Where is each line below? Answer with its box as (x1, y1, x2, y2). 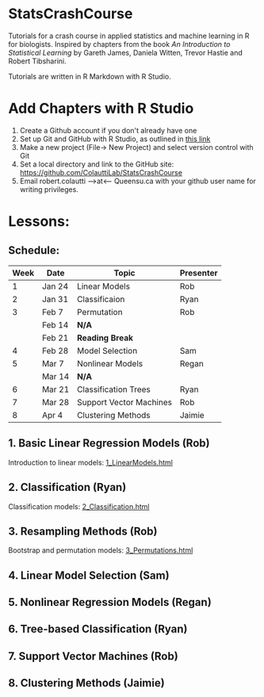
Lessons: (8, 213, 70, 231)
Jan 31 (42, 293, 69, 304)
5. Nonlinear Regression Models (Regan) (8, 596, 212, 609)
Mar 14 (42, 370, 70, 381)
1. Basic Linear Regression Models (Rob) (8, 437, 210, 450)
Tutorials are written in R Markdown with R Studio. (8, 71, 172, 81)
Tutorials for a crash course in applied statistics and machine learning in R (8, 31, 250, 40)
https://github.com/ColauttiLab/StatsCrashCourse (19, 167, 182, 177)
